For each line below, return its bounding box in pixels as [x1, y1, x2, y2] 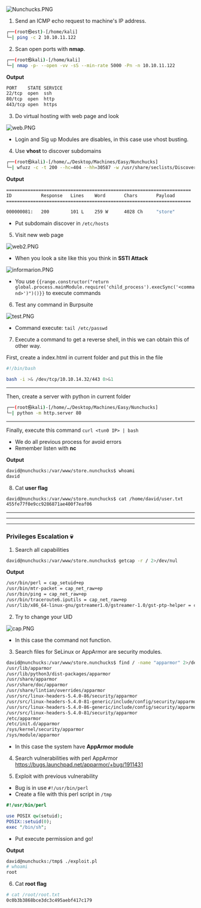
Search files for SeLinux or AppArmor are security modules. [14, 648, 163, 655]
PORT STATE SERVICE [6, 85, 63, 91]
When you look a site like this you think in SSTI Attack [14, 255, 148, 262]
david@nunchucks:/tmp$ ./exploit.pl [6, 858, 98, 864]
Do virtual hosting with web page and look [14, 113, 120, 119]
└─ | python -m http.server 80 [6, 410, 82, 416]
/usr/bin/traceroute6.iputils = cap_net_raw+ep [6, 597, 127, 603]
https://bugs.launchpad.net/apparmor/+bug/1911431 [14, 761, 144, 768]
